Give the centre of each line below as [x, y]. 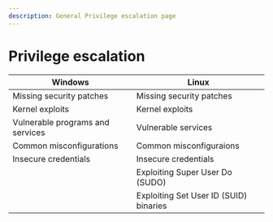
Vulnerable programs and [61, 122]
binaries [152, 206]
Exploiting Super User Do [184, 172]
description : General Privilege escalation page [92, 16]
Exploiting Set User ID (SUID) [192, 195]
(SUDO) [151, 182]
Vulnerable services [174, 127]
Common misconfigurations [65, 146]
